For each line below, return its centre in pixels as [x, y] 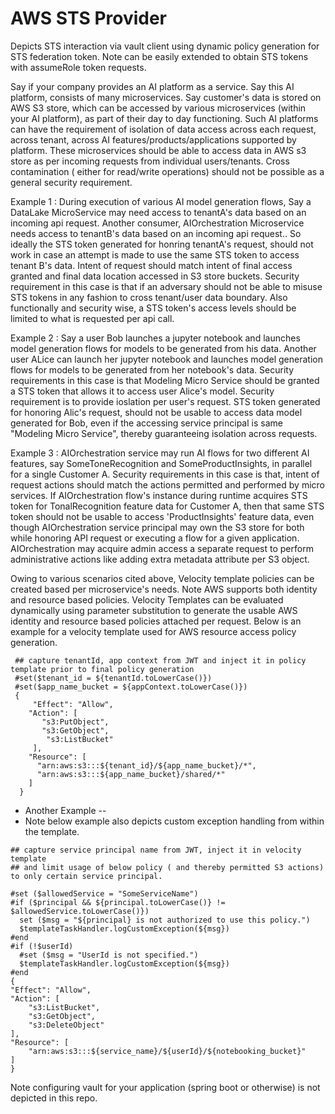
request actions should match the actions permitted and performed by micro [167, 484]
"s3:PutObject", [75, 722]
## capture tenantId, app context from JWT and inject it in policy [160, 660]
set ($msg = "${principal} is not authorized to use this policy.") [165, 920]
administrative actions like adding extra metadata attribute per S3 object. [160, 559]
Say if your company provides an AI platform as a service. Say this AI [152, 86]
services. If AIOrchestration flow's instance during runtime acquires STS [159, 495]
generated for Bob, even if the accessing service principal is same [146, 423]
